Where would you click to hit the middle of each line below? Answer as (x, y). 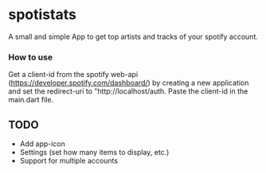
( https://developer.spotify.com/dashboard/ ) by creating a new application (129, 83)
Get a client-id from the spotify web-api (73, 75)
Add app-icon (43, 144)
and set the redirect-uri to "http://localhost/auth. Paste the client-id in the (128, 91)
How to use (31, 57)
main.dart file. (31, 100)
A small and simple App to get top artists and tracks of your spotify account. (133, 37)
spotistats (43, 15)
